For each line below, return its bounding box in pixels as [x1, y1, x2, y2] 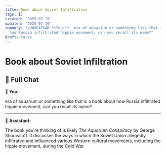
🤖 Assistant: [5, 117, 31, 123]
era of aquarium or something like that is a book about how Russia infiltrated [5, 98, 161, 104]
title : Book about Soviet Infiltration [5, 7, 87, 12]
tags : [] [5, 12, 23, 17]
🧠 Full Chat [5, 76, 39, 84]
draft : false [5, 35, 32, 40]
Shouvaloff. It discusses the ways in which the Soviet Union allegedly [5, 132, 146, 138]
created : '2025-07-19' [5, 16, 52, 21]
